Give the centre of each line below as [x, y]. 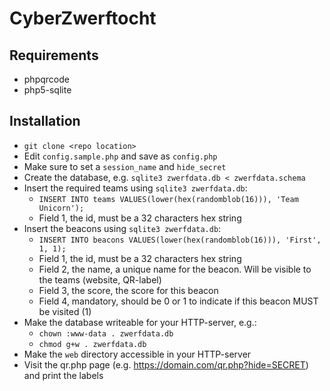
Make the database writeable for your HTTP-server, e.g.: [140, 322]
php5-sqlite [47, 90]
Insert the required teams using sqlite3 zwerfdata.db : [135, 188]
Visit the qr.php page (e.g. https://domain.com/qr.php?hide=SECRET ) [166, 364]
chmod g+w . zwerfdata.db [92, 344]
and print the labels [63, 375]
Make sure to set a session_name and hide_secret [125, 166]
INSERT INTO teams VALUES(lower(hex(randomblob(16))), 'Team [168, 199]
